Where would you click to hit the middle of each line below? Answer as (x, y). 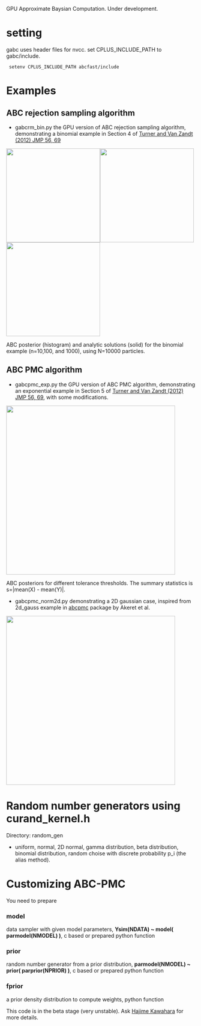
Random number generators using (94, 806)
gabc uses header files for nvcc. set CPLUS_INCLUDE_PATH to (84, 49)
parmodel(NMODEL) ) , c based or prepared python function (81, 935)
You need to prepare (31, 900)
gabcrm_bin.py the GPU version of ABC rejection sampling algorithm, (100, 127)
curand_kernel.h (48, 818)
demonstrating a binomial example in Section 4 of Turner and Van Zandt (104, 133)
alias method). (33, 860)
